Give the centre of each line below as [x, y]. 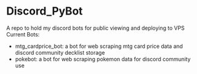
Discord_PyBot [45, 11]
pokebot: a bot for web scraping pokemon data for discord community [103, 59]
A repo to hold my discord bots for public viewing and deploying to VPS [95, 28]
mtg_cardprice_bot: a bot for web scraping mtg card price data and [99, 46]
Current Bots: [23, 34]
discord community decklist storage [60, 52]
